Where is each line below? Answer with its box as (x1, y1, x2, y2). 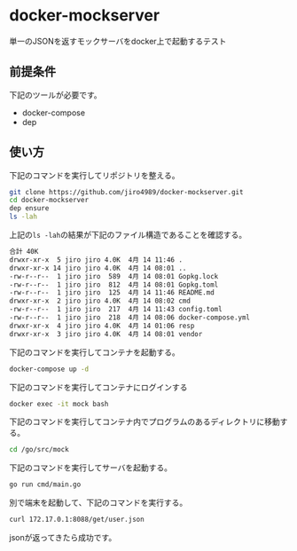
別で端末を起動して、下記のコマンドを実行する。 (9, 498, 188, 508)
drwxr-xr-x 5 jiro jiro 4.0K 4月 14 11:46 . (9, 255, 184, 264)
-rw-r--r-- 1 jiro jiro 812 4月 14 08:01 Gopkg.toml (9, 280, 219, 289)
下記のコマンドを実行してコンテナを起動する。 (9, 347, 180, 358)
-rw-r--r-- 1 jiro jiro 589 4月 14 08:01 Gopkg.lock (9, 272, 219, 280)
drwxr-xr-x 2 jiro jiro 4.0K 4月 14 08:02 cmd (9, 296, 191, 306)
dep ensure (9, 204, 50, 213)
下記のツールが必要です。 (9, 90, 102, 100)
